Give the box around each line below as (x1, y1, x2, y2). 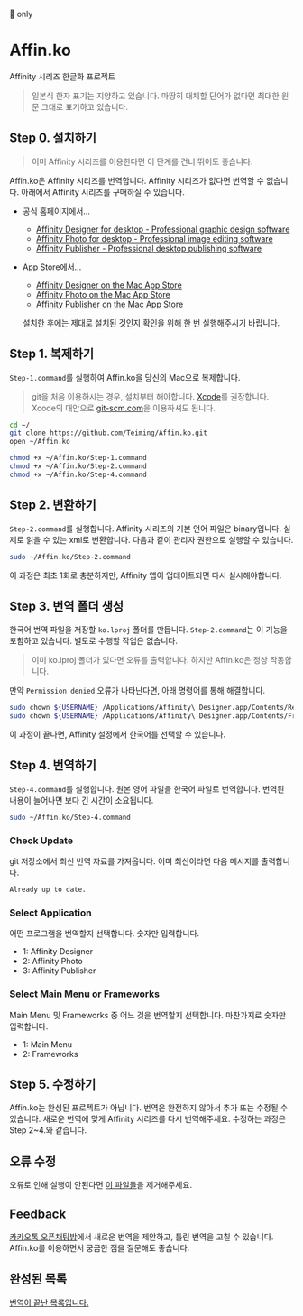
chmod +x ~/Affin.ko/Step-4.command (9, 470, 147, 479)
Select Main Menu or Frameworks (9, 988, 161, 1000)
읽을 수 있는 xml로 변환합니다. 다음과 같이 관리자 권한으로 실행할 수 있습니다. (25, 534, 294, 545)
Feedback (9, 1206, 67, 1221)
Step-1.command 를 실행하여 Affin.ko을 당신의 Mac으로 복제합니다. (9, 372, 241, 382)
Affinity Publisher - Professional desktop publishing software (35, 243, 262, 253)
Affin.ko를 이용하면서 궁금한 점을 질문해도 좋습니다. (9, 1242, 190, 1253)
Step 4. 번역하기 (9, 758, 97, 773)
